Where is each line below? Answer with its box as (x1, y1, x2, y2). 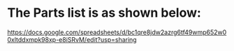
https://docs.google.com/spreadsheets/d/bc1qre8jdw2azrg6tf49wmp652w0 (7, 28, 227, 36)
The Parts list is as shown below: (7, 5, 201, 21)
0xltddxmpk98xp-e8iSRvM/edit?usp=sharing (7, 35, 138, 43)
